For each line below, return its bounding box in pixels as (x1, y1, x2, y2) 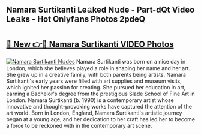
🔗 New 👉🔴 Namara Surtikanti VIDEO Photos (6, 39, 174, 49)
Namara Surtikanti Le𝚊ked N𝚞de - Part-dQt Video (6, 5, 195, 15)
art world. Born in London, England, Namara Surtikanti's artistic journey (6, 109, 182, 116)
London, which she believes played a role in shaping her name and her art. (6, 65, 191, 71)
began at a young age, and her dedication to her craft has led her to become (6, 116, 196, 122)
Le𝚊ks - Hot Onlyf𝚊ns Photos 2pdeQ (6, 14, 146, 25)
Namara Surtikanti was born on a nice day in (76, 58, 186, 65)
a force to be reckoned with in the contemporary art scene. (6, 122, 152, 129)
